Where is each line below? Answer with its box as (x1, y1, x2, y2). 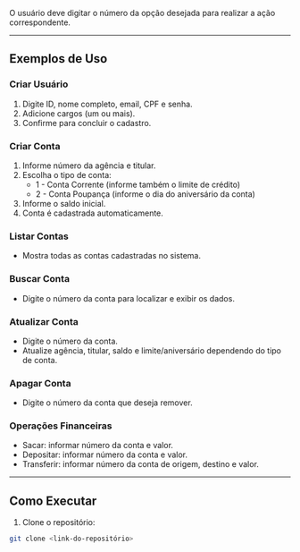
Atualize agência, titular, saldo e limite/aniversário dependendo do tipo (21, 344, 282, 356)
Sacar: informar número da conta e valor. (21, 440, 174, 451)
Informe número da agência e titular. (21, 160, 156, 171)
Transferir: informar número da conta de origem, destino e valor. (21, 459, 259, 470)
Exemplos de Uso (9, 51, 108, 66)
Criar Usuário (9, 78, 69, 90)
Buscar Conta (9, 273, 70, 285)
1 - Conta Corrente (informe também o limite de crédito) (35, 179, 241, 190)
